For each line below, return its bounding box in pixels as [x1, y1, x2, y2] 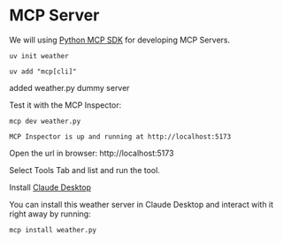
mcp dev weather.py [9, 117, 81, 125]
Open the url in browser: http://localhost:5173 [9, 148, 174, 158]
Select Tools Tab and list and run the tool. [9, 164, 161, 175]
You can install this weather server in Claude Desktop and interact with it [9, 199, 274, 209]
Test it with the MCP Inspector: [9, 99, 122, 110]
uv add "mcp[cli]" [9, 67, 77, 76]
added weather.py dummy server [9, 82, 130, 93]
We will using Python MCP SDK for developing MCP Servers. [9, 34, 231, 45]
